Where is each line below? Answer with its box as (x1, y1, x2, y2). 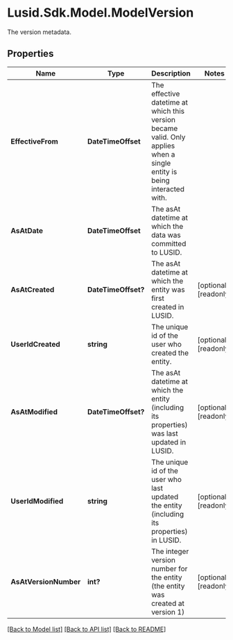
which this (151, 106, 185, 116)
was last (151, 429, 178, 438)
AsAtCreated (10, 284, 55, 294)
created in (151, 302, 184, 311)
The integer (151, 546, 189, 556)
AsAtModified (10, 407, 58, 417)
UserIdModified (10, 496, 64, 505)
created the (151, 348, 189, 358)
